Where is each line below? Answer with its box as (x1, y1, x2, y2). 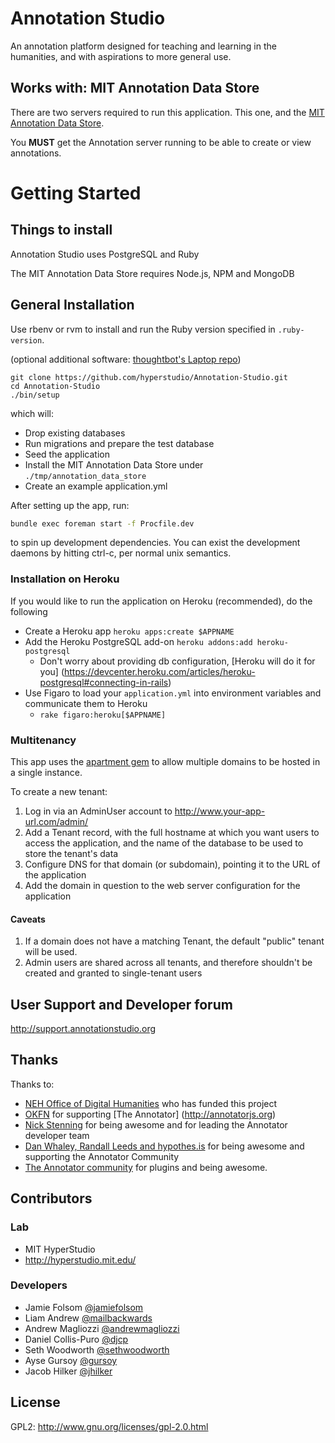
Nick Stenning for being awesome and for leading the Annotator (24, 1118, 288, 1131)
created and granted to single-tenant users (24, 967, 203, 979)
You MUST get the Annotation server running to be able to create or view (10, 136, 312, 148)
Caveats (10, 913, 46, 925)
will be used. (24, 946, 78, 958)
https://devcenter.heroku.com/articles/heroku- (64, 665, 256, 677)
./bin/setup (10, 390, 60, 400)
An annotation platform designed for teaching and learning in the (10, 40, 277, 52)
